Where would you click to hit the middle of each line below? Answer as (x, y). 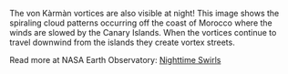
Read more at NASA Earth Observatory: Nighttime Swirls (115, 60)
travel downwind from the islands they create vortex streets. (122, 42)
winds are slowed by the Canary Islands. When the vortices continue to (143, 32)
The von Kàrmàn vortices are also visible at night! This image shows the (144, 13)
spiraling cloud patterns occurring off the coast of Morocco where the (141, 23)
